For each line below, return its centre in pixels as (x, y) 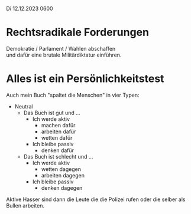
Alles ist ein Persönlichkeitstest (85, 79)
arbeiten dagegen (63, 175)
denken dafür (58, 150)
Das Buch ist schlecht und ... (58, 156)
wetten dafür (57, 137)
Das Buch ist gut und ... (52, 113)
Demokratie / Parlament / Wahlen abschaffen (61, 48)
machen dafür (58, 125)
